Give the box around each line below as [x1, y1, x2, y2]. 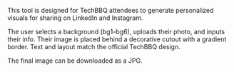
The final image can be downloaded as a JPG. [7, 56, 143, 65]
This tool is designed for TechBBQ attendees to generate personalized [7, 6, 214, 14]
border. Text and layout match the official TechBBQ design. [7, 43, 180, 51]
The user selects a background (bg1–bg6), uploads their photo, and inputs [7, 28, 225, 36]
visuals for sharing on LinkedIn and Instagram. [7, 14, 143, 22]
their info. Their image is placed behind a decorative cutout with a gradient [7, 35, 227, 43]
